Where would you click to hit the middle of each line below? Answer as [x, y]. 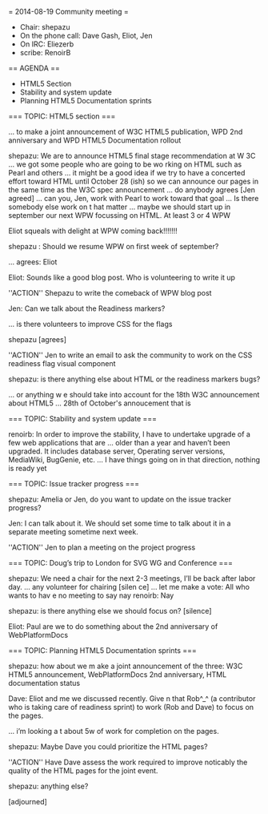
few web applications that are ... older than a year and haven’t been [119, 443]
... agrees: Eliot [33, 262]
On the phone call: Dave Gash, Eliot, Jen [86, 36]
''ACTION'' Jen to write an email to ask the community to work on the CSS [130, 355]
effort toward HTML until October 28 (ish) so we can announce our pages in [133, 181]
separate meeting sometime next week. [73, 532]
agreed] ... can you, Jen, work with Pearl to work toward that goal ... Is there [134, 198]
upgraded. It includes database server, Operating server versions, [117, 451]
